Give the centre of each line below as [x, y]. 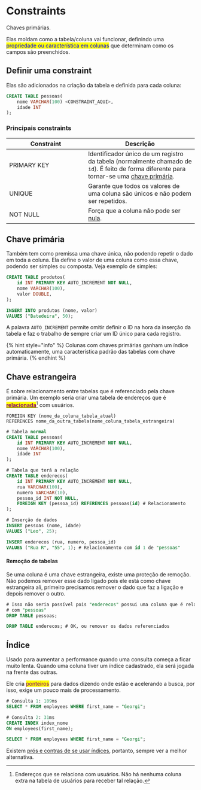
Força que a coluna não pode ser [134, 211]
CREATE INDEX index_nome [37, 723]
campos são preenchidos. [38, 51]
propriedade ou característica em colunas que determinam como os [90, 45]
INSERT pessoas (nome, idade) [44, 526]
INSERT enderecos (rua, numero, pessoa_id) [61, 542]
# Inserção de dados [32, 520]
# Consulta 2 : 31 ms [31, 717]
